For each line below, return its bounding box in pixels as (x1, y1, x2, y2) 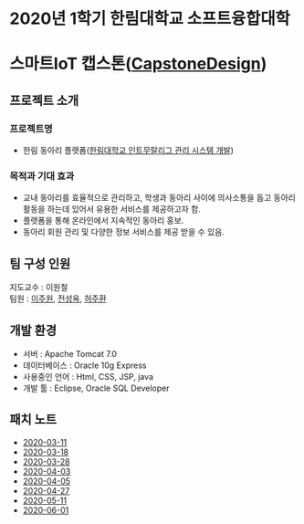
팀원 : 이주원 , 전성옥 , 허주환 (9, 293, 107, 304)
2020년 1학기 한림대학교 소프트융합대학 (9, 8, 290, 29)
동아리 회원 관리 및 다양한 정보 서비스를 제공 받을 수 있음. (22, 226, 225, 237)
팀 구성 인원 (9, 256, 71, 271)
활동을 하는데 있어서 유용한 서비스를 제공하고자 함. (22, 204, 201, 215)
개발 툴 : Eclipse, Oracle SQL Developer (22, 383, 170, 393)
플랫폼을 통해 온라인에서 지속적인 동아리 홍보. (22, 215, 184, 226)
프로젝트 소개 (9, 92, 79, 108)
